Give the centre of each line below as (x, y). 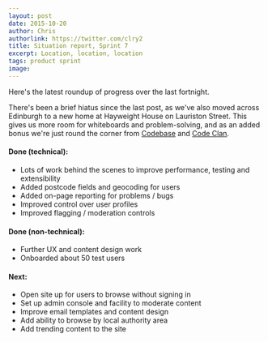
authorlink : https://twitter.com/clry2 (76, 38)
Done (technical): (38, 152)
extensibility (40, 178)
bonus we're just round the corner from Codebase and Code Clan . (119, 133)
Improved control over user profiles (79, 204)
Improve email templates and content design (94, 312)
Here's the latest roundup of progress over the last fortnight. (109, 92)
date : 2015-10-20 (38, 24)
